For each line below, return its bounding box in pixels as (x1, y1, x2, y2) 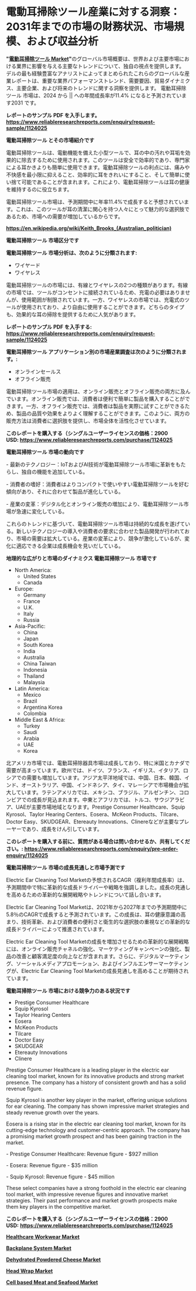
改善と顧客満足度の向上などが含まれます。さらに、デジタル (16, 952, 159, 959)
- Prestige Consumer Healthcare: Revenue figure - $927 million (6, 1150, 159, 1157)
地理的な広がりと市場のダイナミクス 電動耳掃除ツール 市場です (6, 555, 157, 562)
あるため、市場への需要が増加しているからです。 (6, 212, 123, 220)
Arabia (23, 735, 40, 742)
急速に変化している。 (16, 508, 68, 515)
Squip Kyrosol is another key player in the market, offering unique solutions (6, 1096, 187, 1103)
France (23, 597, 41, 604)
